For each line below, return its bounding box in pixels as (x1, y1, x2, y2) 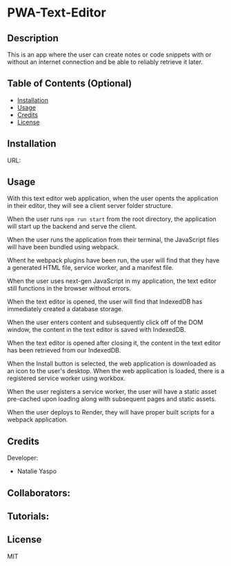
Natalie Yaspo (17, 467, 57, 476)
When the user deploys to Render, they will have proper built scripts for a (7, 408, 215, 417)
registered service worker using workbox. (7, 374, 126, 383)
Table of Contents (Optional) (7, 78, 132, 90)
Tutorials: (7, 511, 50, 523)
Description (7, 32, 59, 44)
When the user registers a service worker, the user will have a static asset (7, 388, 217, 396)
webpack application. (7, 415, 68, 424)
